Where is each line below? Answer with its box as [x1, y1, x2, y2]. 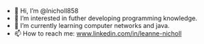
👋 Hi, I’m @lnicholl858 [14, 7, 79, 15]
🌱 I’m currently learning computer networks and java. [14, 22, 170, 29]
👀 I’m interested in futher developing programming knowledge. [14, 14, 198, 22]
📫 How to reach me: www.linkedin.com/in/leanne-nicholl [14, 29, 182, 38]
